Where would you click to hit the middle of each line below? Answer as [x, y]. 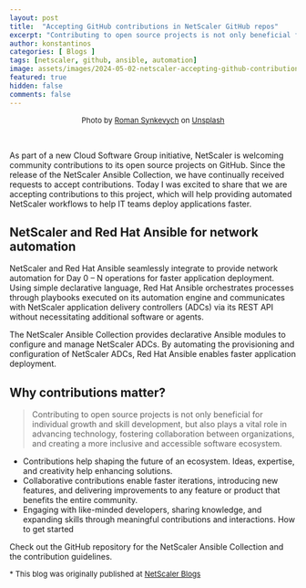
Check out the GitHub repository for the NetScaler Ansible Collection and [147, 547]
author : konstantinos [51, 43]
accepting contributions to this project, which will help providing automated [151, 194]
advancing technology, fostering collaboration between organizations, [163, 434]
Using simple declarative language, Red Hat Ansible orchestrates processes [152, 288]
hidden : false [36, 86]
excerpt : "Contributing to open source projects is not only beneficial [150, 35]
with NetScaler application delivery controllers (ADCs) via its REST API [142, 308]
